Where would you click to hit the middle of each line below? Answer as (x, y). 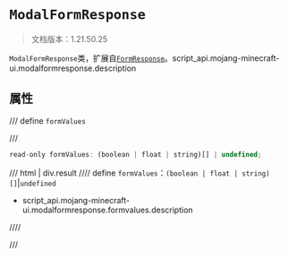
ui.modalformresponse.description (73, 68)
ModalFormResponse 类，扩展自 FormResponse (87, 58)
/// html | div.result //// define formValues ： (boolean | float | (124, 173)
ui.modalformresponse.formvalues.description (108, 210)
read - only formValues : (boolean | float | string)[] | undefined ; (136, 154)
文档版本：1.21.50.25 (69, 39)
